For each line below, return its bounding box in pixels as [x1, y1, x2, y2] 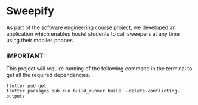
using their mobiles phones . [6, 36, 76, 44]
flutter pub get [6, 83, 47, 89]
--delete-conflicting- [123, 88, 180, 94]
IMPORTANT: [6, 51, 45, 60]
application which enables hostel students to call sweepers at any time [6, 30, 180, 37]
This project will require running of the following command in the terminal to [6, 65, 193, 72]
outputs [6, 94, 26, 100]
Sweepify [6, 4, 55, 18]
